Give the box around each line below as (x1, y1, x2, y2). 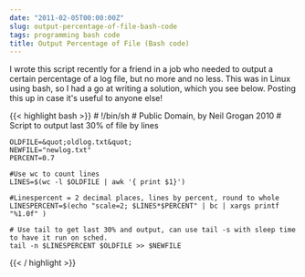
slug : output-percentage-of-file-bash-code (9, 22, 178, 31)
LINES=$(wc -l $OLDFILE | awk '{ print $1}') (9, 178, 185, 187)
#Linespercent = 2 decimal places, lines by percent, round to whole (9, 193, 280, 203)
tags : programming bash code (9, 30, 121, 39)
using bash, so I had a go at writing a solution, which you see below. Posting (9, 83, 297, 94)
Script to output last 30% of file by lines (9, 120, 159, 131)
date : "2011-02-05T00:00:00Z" (9, 13, 125, 23)
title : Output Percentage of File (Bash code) (9, 38, 190, 48)
